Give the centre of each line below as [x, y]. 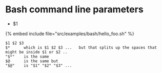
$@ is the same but [32, 61]
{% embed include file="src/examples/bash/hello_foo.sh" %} [70, 33]
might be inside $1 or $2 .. [36, 52]
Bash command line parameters [74, 10]
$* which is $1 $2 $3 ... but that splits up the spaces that [81, 47]
